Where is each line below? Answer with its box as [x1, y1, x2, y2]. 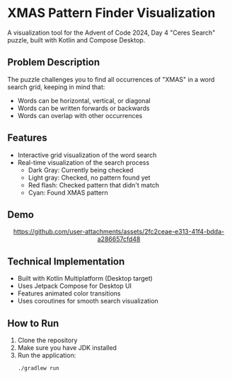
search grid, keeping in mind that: [7, 83, 105, 91]
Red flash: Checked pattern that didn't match [28, 180, 159, 189]
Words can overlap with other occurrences [17, 111, 143, 119]
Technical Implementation [7, 255, 125, 267]
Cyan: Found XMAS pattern [28, 188, 108, 197]
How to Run [7, 317, 59, 330]
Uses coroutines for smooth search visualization [17, 297, 159, 305]
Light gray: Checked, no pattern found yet [28, 173, 151, 182]
